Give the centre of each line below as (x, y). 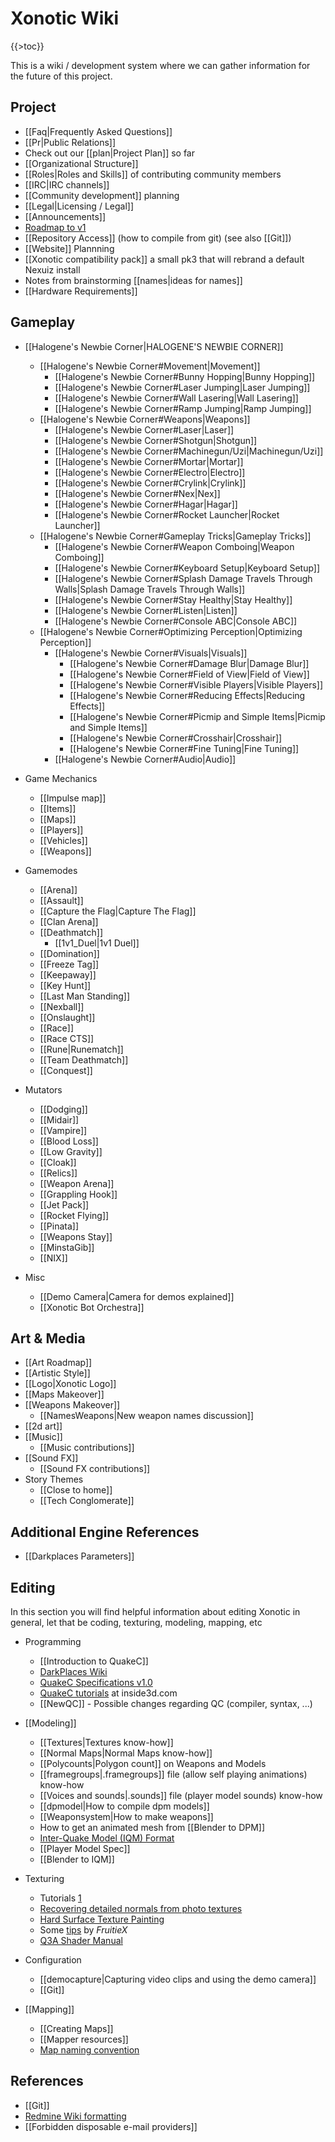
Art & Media (48, 1338)
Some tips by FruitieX (83, 1930)
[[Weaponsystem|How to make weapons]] (126, 1816)
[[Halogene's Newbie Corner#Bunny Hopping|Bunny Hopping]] (185, 376)
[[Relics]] (58, 1173)
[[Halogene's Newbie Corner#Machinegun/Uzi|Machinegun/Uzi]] (189, 451)
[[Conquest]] (66, 1070)
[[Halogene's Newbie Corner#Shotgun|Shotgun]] (156, 440)
